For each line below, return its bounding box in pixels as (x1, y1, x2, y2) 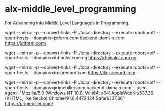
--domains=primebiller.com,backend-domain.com (29, 84, 132, 90)
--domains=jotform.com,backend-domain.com (29, 35, 125, 41)
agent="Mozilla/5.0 (5, 90, 45, 96)
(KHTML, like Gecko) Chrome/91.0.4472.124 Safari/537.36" (5, 95, 125, 101)
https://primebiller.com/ (5, 100, 54, 106)
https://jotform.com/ (5, 40, 47, 46)
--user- (132, 84, 148, 90)
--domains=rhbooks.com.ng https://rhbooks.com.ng (29, 55, 137, 60)
